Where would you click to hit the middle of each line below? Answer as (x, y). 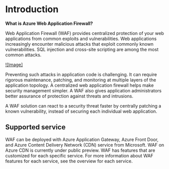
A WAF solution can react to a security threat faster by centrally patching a (83, 106)
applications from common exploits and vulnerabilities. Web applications (81, 39)
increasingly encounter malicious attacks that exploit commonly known (79, 44)
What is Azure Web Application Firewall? (49, 23)
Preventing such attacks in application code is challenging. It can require (81, 74)
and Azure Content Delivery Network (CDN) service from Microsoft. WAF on (85, 145)
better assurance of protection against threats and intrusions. (69, 96)
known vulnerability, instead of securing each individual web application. (81, 111)
